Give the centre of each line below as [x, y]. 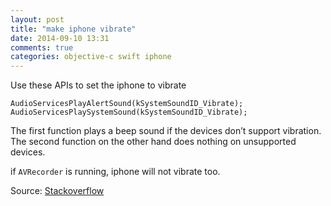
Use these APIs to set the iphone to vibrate [98, 85]
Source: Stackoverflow [57, 191]
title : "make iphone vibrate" [73, 29]
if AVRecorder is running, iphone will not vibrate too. [115, 172]
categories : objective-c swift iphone [91, 57]
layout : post [37, 19]
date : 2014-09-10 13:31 [60, 38]
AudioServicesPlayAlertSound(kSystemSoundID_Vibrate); [127, 104]
